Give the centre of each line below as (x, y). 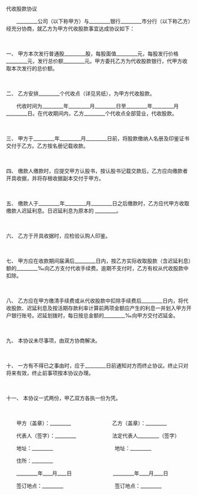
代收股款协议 (21, 9)
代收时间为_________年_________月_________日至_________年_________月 (98, 106)
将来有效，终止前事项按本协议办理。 (50, 373)
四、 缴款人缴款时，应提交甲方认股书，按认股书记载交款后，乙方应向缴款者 (97, 171)
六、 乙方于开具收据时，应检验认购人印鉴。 (58, 236)
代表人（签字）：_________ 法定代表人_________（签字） (97, 436)
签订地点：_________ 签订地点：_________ (89, 486)
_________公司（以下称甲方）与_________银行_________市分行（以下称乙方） (103, 21)
